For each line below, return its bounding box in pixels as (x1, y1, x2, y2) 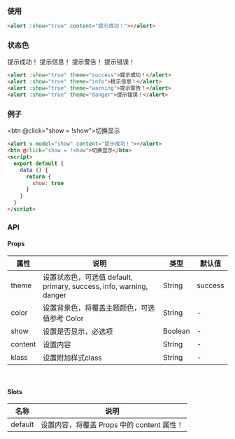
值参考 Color (43, 313, 84, 323)
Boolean (163, 326, 190, 336)
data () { (20, 166, 49, 173)
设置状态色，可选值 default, (43, 272, 133, 282)
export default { (13, 160, 64, 167)
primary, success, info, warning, (43, 282, 148, 292)
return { (25, 173, 52, 180)
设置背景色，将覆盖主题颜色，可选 (43, 303, 155, 313)
